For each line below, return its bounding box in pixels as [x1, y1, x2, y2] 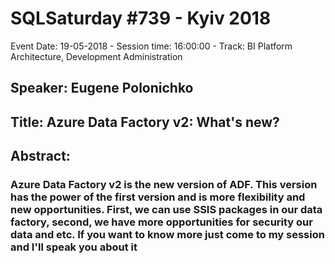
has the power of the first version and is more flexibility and [10, 190, 306, 204]
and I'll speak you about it [10, 240, 138, 254]
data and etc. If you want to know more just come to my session [10, 228, 325, 242]
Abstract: [10, 148, 71, 165]
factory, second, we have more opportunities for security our [10, 215, 313, 229]
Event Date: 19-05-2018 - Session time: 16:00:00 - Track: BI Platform [10, 40, 293, 52]
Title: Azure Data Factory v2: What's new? [10, 113, 280, 131]
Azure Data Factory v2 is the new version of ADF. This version [10, 178, 318, 192]
